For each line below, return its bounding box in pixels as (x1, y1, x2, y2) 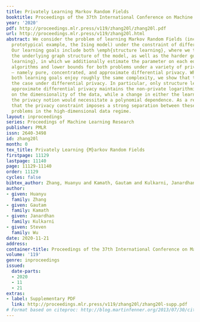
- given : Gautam (6, 202, 46, 208)
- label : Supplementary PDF (6, 296, 76, 302)
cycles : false (6, 175, 42, 181)
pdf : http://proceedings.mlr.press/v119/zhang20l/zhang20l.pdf (6, 25, 167, 31)
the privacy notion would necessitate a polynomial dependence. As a (11, 97, 187, 103)
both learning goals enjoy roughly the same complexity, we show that (11, 75, 190, 81)
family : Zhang (11, 197, 46, 203)
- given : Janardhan (6, 213, 55, 219)
